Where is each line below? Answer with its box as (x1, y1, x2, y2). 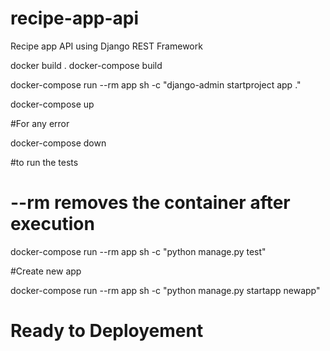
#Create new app (10, 265, 82, 277)
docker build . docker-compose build (10, 59, 163, 71)
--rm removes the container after (10, 192, 291, 214)
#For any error (10, 117, 70, 129)
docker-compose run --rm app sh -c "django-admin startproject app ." (10, 78, 302, 91)
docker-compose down (10, 137, 107, 149)
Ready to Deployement (10, 320, 204, 342)
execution (10, 213, 95, 236)
